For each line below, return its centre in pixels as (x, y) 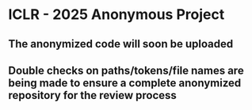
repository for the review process (92, 95)
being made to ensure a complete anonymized (125, 83)
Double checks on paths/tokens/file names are (126, 70)
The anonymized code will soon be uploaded (121, 44)
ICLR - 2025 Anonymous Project (116, 15)
